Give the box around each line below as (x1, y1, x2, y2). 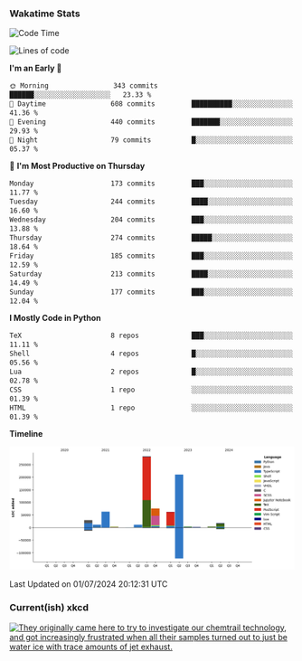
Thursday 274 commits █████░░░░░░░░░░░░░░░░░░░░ (9, 233, 294, 242)
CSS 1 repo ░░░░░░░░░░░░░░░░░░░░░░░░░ (9, 385, 294, 395)
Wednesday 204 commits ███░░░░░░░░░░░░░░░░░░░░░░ (9, 215, 294, 224)
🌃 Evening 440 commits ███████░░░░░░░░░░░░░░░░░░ (9, 118, 294, 127)
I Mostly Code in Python (9, 313, 101, 324)
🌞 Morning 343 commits (9, 81, 158, 90)
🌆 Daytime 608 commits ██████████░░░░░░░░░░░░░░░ (9, 99, 294, 109)
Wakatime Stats (9, 7, 80, 20)
